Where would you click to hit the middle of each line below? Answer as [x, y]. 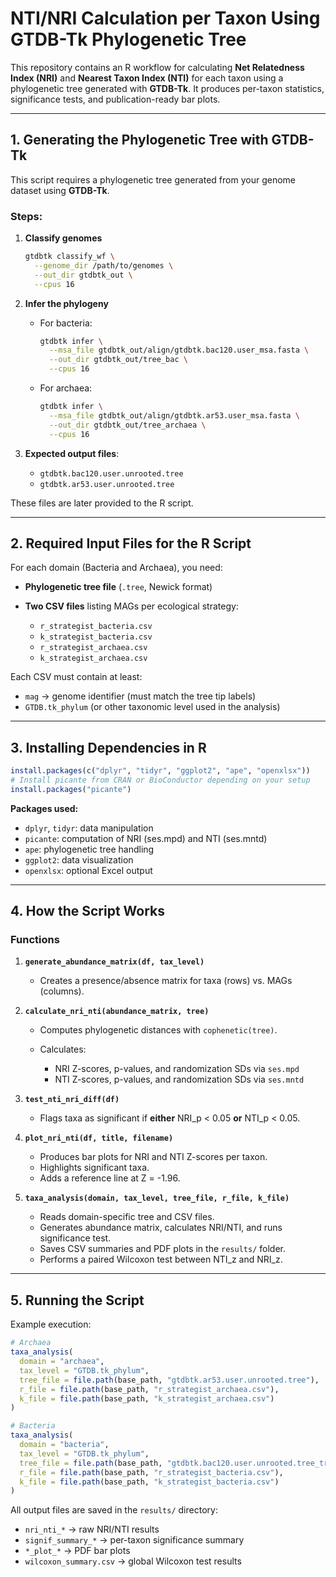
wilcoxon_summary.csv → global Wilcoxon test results [133, 1561]
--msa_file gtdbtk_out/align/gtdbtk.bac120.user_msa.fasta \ [179, 350]
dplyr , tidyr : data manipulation [89, 828]
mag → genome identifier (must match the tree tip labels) [140, 696]
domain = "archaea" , [62, 1362]
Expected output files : [72, 453]
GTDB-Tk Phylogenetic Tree [128, 39]
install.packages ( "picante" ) [71, 789]
